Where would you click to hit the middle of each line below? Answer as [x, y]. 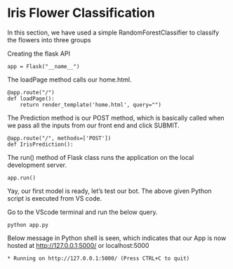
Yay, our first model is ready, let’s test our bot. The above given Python [109, 191]
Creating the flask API [39, 54]
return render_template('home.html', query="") [91, 105]
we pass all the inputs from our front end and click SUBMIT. [94, 125]
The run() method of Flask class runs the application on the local [101, 157]
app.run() [22, 177]
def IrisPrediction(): [40, 144]
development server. [37, 165]
